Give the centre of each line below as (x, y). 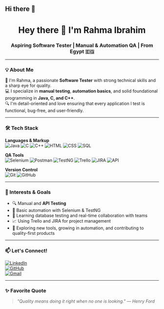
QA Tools (15, 155)
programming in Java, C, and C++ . (40, 98)
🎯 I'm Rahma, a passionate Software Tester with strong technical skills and (81, 81)
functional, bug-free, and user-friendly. (44, 111)
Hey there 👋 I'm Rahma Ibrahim (82, 30)
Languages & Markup (27, 141)
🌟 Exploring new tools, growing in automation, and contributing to (78, 228)
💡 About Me (19, 70)
